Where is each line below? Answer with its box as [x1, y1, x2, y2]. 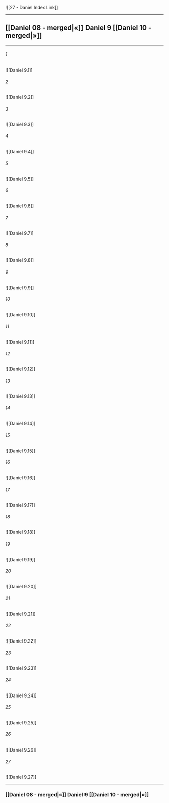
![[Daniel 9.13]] [5, 393, 36, 399]
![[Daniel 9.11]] [5, 339, 35, 345]
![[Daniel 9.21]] [5, 611, 36, 617]
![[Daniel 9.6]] [5, 203, 34, 209]
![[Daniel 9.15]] [5, 448, 35, 454]
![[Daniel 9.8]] [5, 257, 34, 263]
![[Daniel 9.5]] [5, 176, 34, 182]
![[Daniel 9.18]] [5, 529, 36, 536]
